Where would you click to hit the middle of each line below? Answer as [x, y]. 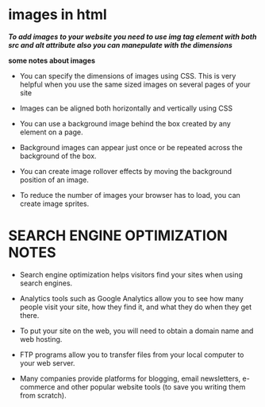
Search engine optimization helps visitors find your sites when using [131, 274]
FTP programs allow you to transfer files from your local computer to [132, 355]
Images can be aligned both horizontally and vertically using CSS [126, 108]
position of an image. [54, 180]
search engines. [46, 283]
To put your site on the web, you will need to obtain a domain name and [136, 331]
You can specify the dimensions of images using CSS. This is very [128, 76]
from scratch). [43, 395]
